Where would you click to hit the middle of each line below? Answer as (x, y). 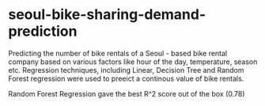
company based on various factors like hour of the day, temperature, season (133, 62)
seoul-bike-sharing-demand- (107, 15)
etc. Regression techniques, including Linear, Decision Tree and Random (126, 70)
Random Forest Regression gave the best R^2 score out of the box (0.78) (127, 93)
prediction (43, 31)
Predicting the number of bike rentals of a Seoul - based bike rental (118, 53)
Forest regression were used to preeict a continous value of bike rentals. (126, 78)
